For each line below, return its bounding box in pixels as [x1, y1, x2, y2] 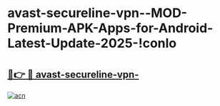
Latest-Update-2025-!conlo [7, 36, 177, 51]
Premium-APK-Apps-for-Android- [7, 20, 214, 36]
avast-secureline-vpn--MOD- [7, 5, 188, 21]
